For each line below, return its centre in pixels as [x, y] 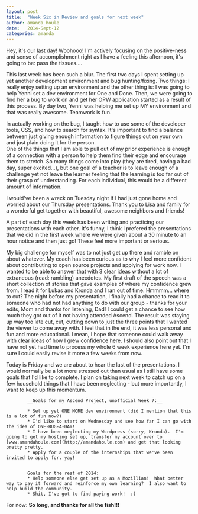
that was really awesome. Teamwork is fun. [59, 113]
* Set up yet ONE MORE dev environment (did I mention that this [110, 411]
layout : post [22, 12]
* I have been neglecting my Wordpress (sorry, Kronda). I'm [106, 432]
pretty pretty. [25, 448]
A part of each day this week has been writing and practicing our [85, 222]
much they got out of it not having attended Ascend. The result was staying [98, 316]
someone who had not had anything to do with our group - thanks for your [97, 303]
